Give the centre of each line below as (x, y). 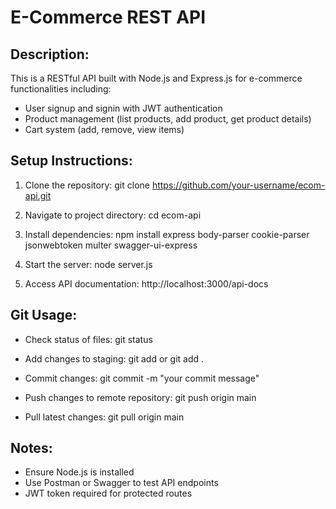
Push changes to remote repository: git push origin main (140, 397)
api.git (38, 195)
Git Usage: (44, 315)
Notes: (31, 448)
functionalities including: (61, 89)
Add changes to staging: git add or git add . (114, 358)
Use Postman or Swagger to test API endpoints (121, 483)
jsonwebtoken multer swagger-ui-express (111, 245)
